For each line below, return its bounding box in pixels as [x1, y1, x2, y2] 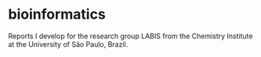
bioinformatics [8, 5, 106, 23]
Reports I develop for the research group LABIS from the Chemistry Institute [8, 31, 253, 41]
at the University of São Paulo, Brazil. [8, 39, 129, 48]
